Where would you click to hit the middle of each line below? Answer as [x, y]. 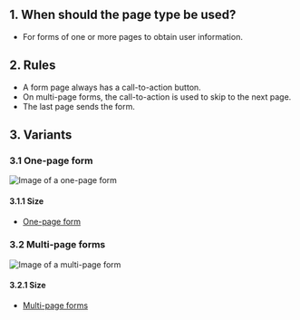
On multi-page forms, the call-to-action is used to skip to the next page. [157, 97]
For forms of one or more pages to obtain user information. [132, 36]
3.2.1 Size [28, 286]
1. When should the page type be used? [123, 15]
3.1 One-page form [51, 160]
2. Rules [33, 66]
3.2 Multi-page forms [58, 245]
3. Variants [41, 135]
